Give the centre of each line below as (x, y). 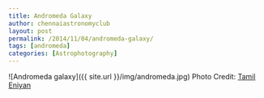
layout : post (30, 31)
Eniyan (20, 85)
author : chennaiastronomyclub (60, 23)
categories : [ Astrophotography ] (63, 53)
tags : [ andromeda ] (39, 46)
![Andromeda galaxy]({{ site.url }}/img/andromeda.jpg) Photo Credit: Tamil (132, 77)
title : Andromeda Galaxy (50, 16)
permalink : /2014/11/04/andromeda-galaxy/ (81, 38)
